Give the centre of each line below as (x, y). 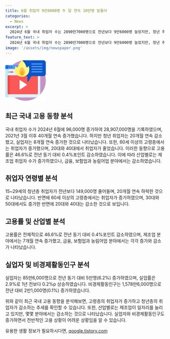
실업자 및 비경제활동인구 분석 (48, 264)
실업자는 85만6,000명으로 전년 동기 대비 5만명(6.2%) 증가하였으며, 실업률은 (80, 278)
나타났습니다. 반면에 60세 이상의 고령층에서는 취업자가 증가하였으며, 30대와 (85, 198)
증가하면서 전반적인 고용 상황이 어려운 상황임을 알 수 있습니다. (66, 320)
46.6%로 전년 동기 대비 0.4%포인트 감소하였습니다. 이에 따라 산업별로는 (86, 155)
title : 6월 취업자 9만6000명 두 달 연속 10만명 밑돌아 (56, 11)
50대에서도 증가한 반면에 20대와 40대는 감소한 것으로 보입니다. (68, 204)
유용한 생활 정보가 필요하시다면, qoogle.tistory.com (56, 331)
